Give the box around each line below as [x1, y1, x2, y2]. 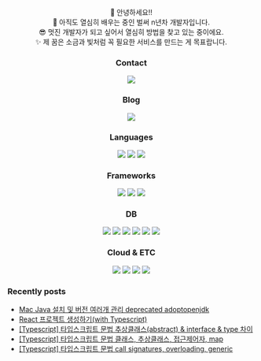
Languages [108, 132, 154, 143]
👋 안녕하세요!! [110, 8, 153, 17]
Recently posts [7, 285, 66, 296]
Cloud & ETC [106, 247, 156, 259]
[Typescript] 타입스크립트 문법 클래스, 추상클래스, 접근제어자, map [18, 334, 224, 344]
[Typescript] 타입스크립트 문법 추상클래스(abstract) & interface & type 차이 [18, 325, 253, 334]
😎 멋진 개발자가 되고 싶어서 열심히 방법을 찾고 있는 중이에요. [38, 28, 225, 36]
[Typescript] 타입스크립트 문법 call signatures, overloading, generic [18, 344, 233, 354]
